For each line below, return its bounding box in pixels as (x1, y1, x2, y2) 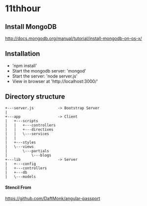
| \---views (5, 144, 34, 149)
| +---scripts (5, 118, 38, 123)
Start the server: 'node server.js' (12, 73, 78, 79)
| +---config (5, 161, 36, 166)
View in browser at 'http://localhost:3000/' (12, 78, 98, 84)
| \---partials (5, 148, 49, 154)
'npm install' (12, 62, 37, 69)
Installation (5, 50, 40, 58)
